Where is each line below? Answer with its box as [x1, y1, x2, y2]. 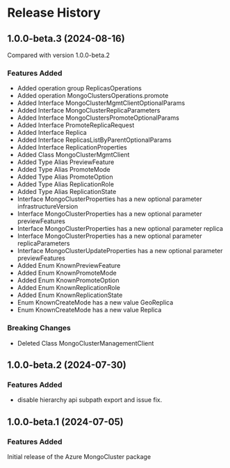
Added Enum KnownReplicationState [17, 291, 123, 300]
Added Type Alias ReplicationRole [17, 180, 115, 188]
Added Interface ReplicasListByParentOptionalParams [17, 136, 172, 144]
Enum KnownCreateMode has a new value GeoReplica [17, 298, 174, 307]
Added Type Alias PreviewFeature [17, 158, 115, 166]
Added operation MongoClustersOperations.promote [17, 92, 169, 100]
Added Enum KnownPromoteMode [17, 269, 117, 277]
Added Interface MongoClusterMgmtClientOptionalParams [17, 99, 186, 107]
